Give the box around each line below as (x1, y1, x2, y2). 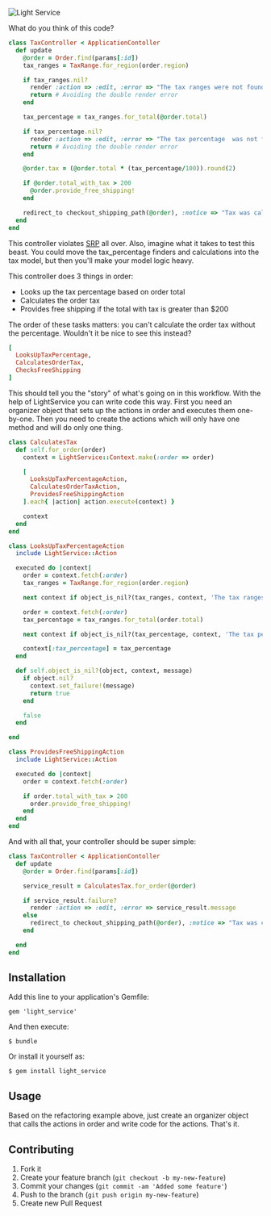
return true (29, 689, 70, 697)
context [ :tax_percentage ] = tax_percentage (23, 645, 172, 653)
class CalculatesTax (8, 438, 78, 446)
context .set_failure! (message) (29, 682, 135, 690)
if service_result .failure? (23, 896, 117, 905)
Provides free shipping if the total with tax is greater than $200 (19, 303, 229, 314)
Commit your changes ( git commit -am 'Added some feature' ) (19, 1181, 227, 1191)
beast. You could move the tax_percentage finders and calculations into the (8, 247, 260, 257)
